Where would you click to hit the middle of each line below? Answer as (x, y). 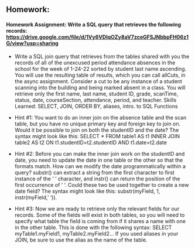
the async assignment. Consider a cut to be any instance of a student (98, 81)
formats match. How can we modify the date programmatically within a (100, 166)
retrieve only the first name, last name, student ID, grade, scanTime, (96, 94)
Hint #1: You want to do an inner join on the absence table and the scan (100, 117)
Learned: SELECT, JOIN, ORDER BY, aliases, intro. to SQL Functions (96, 106)
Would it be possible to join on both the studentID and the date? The (97, 130)
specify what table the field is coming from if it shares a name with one (100, 221)
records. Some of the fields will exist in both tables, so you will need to (100, 215)
